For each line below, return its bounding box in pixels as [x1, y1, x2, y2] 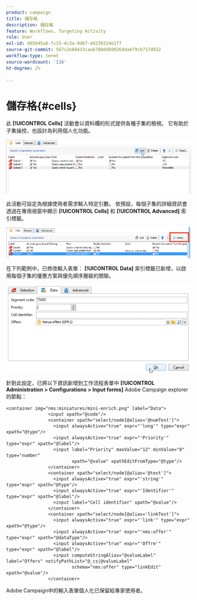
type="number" [6, 452, 41, 458]
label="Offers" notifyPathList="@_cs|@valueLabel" [6, 558, 133, 564]
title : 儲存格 [6, 15, 38, 22]
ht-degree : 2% [6, 65, 41, 71]
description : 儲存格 [6, 22, 54, 28]
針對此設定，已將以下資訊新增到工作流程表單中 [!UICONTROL [6, 379, 155, 386]
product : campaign [6, 9, 51, 15]
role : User [6, 34, 33, 41]
